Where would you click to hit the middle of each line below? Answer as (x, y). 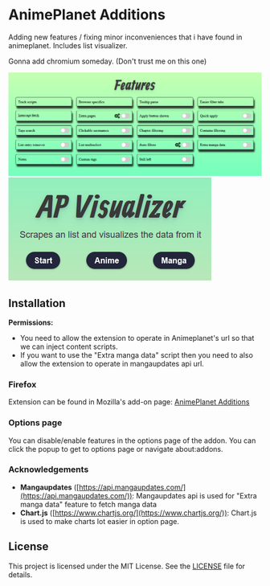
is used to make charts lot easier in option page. (99, 521)
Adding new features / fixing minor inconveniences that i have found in (125, 37)
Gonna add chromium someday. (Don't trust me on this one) (108, 61)
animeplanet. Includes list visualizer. (68, 45)
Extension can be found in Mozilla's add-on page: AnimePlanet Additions (129, 402)
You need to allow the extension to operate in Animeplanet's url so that (137, 338)
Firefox (22, 384)
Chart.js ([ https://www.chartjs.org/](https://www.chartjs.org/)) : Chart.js (138, 513)
